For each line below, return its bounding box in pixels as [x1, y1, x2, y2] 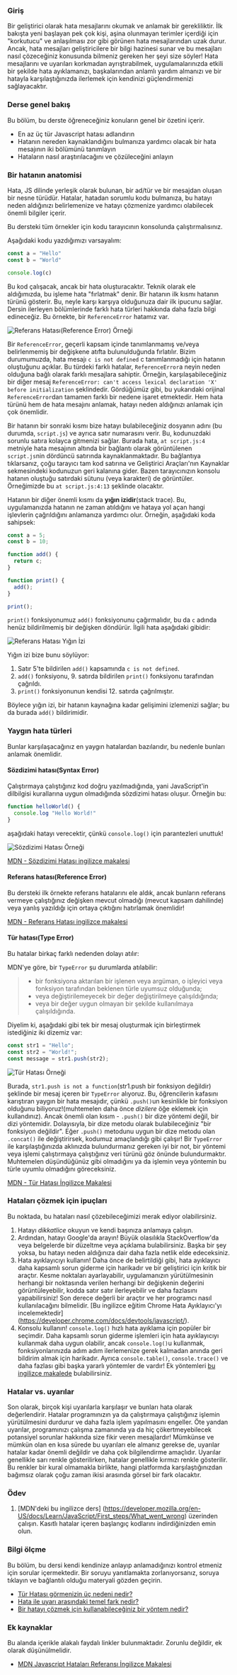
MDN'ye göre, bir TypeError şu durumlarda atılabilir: [7, 963, 158, 972]
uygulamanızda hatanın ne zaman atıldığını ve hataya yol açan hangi [7, 503, 205, 511]
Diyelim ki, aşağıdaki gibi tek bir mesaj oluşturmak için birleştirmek [7, 1020, 201, 1029]
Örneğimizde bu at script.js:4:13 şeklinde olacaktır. [7, 482, 164, 490]
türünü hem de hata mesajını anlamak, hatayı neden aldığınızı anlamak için [7, 400, 224, 408]
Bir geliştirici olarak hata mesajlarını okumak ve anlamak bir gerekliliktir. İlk [7, 22, 223, 30]
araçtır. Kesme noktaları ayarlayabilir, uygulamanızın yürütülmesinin [17, 1271, 214, 1279]
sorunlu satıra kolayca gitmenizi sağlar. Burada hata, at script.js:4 [7, 436, 205, 445]
